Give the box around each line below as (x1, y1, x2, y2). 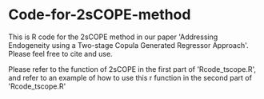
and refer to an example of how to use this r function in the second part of (8, 73, 252, 82)
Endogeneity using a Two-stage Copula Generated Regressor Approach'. (8, 40, 249, 49)
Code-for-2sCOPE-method (8, 6, 191, 24)
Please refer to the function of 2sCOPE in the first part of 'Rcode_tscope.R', (8, 64, 257, 73)
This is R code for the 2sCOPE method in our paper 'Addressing (8, 32, 218, 42)
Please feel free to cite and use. (8, 49, 114, 58)
